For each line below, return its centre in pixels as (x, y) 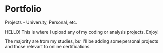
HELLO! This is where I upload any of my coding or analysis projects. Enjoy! (82, 32)
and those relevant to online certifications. (48, 46)
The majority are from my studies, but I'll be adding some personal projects (81, 41)
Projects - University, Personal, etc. (41, 22)
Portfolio (23, 9)
